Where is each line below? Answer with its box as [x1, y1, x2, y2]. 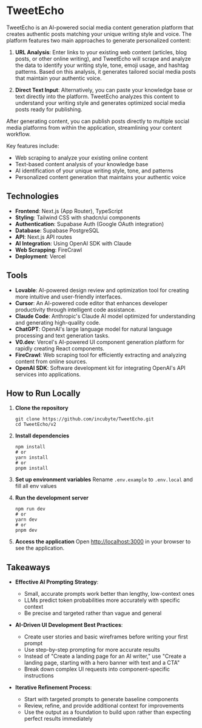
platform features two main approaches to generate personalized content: [6, 37, 191, 44]
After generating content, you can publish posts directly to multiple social [6, 117, 190, 125]
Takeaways [6, 562, 50, 573]
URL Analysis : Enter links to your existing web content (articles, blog [15, 48, 187, 55]
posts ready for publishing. [15, 105, 83, 113]
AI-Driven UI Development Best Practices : [15, 621, 123, 629]
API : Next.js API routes [15, 233, 72, 241]
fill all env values [15, 482, 57, 490]
